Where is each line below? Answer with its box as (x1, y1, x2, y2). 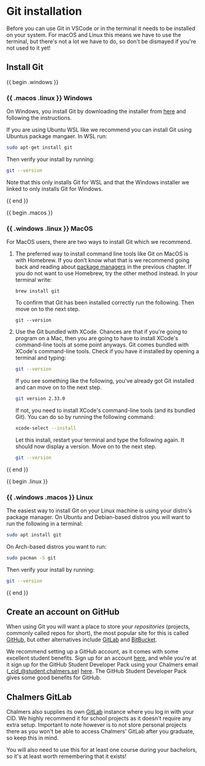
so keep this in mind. (6, 734, 59, 741)
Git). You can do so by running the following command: (15, 413, 155, 420)
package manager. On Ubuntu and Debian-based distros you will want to (6, 513, 190, 520)
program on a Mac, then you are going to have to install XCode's (15, 335, 179, 342)
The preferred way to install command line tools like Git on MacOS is (15, 250, 188, 257)
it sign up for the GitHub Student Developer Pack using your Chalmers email (6, 661, 198, 668)
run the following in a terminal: (6, 520, 83, 527)
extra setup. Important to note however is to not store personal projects (6, 721, 187, 729)
